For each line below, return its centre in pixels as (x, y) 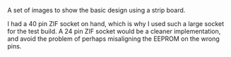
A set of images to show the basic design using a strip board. (96, 10)
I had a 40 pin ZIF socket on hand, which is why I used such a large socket (116, 24)
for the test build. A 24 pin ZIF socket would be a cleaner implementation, (114, 31)
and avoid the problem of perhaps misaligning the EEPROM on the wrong (114, 39)
